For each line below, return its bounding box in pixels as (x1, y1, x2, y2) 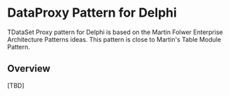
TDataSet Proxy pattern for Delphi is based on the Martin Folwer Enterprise (7, 28, 224, 36)
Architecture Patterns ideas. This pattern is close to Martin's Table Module (7, 35, 222, 43)
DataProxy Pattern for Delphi (7, 5, 177, 21)
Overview (7, 63, 51, 74)
